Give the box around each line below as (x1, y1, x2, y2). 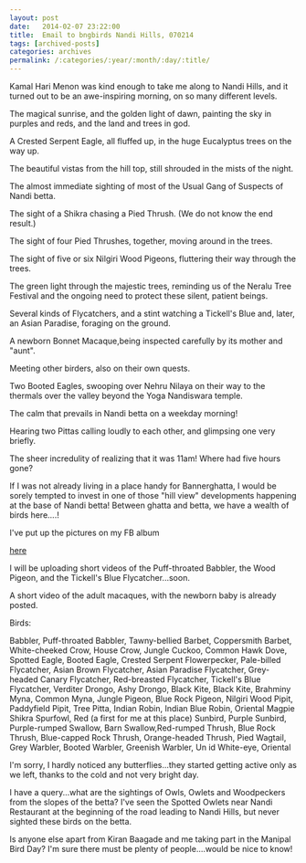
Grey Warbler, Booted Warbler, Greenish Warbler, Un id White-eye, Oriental (9, 742, 291, 752)
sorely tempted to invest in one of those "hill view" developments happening (9, 490, 297, 500)
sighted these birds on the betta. (9, 816, 132, 826)
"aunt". (9, 345, 36, 356)
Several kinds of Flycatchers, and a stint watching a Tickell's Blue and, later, (9, 308, 295, 319)
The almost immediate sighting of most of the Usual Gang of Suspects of (9, 181, 284, 192)
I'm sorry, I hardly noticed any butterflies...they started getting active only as (9, 760, 297, 770)
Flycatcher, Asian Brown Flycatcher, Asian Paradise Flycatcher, (9, 664, 247, 675)
